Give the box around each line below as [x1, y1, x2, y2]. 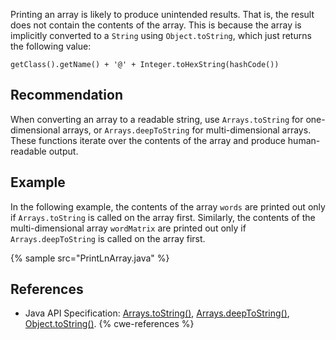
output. [48, 145, 79, 157]
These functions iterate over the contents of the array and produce [10, 134, 286, 146]
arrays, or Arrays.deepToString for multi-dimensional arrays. [62, 124, 312, 136]
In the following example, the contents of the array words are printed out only [10, 200, 326, 213]
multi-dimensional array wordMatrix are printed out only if [10, 222, 247, 234]
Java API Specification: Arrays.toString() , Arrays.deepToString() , [24, 307, 290, 319]
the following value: [10, 40, 92, 52]
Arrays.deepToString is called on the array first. [10, 232, 206, 244]
